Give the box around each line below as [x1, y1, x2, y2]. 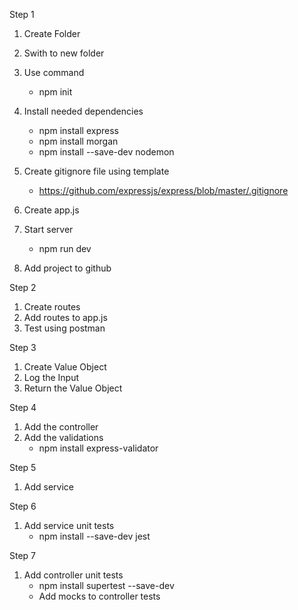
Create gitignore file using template [23, 165, 170, 177]
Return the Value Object [23, 382, 123, 394]
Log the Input [23, 372, 80, 383]
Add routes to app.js [23, 312, 108, 323]
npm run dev [38, 243, 92, 254]
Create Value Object [23, 361, 107, 373]
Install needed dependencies [23, 105, 144, 117]
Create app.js [23, 204, 80, 216]
